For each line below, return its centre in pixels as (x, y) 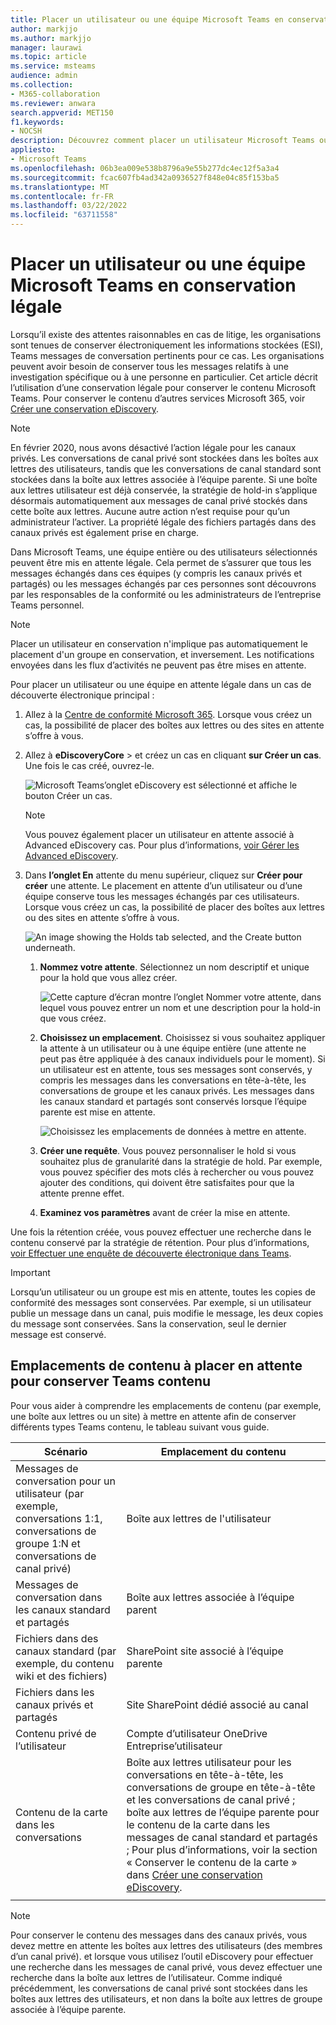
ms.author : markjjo (51, 38)
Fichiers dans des (57, 1638)
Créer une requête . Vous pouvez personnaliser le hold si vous (168, 1150)
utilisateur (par (50, 1493)
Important (30, 1272)
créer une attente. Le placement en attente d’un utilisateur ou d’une (163, 885)
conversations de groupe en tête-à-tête (221, 1787)
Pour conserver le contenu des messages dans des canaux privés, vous (159, 1935)
